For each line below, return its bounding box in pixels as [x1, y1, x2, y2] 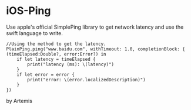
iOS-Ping [6, 4, 51, 18]
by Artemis [6, 97, 32, 104]
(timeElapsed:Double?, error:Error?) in [6, 51, 107, 57]
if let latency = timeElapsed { [16, 56, 96, 62]
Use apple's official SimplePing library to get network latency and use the [6, 23, 184, 30]
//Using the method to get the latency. [6, 41, 107, 47]
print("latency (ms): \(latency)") [27, 61, 115, 67]
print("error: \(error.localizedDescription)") [27, 77, 146, 82]
